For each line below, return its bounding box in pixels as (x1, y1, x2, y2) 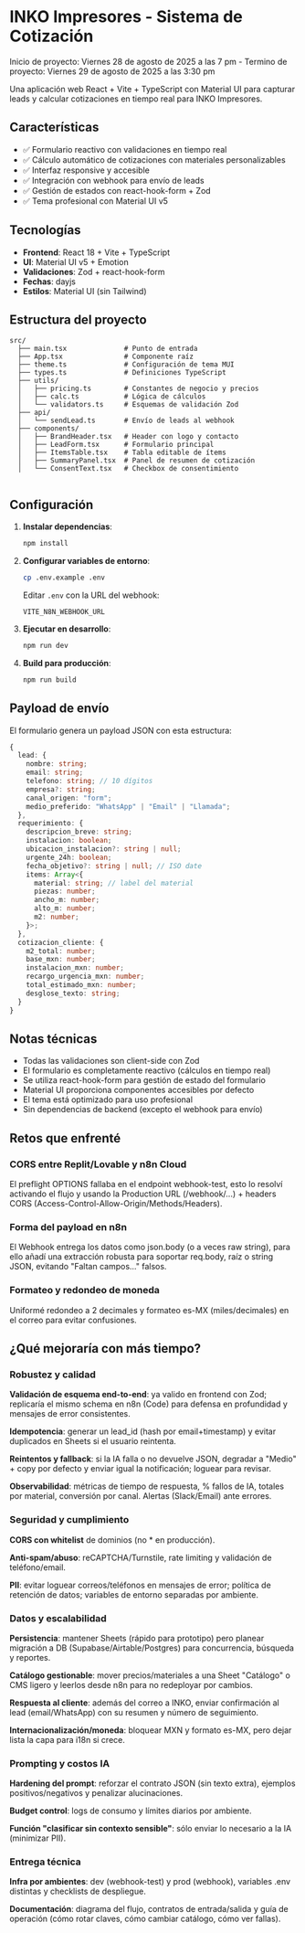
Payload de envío (9, 701, 110, 717)
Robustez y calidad (9, 1368, 96, 1381)
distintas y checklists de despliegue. (9, 1885, 146, 1897)
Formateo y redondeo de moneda (9, 1284, 160, 1297)
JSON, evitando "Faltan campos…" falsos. (9, 1261, 167, 1272)
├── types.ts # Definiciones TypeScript (17, 368, 226, 377)
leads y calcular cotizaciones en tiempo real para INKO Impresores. (9, 93, 263, 104)
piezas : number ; (33, 887, 96, 897)
